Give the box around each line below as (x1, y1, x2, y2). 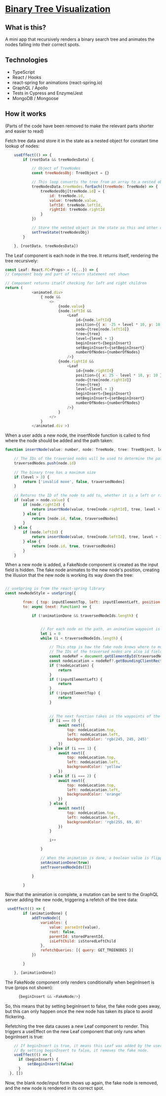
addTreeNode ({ (31, 916, 61, 921)
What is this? (5, 23, 46, 32)
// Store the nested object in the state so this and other (31, 225, 158, 230)
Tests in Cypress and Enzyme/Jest (12, 90, 83, 96)
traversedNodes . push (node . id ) (14, 461, 77, 466)
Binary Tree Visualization (5, 3, 111, 15)
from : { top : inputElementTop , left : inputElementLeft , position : (23, 600, 163, 605)
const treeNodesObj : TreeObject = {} (31, 171, 110, 176)
